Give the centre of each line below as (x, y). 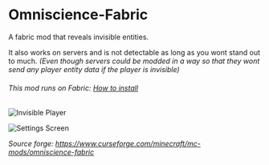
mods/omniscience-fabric (51, 152)
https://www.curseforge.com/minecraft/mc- (128, 144)
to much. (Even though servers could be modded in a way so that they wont (134, 61)
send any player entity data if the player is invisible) (94, 69)
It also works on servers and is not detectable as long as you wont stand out (134, 52)
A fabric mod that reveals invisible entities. (79, 37)
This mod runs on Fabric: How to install (73, 88)
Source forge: (31, 144)
